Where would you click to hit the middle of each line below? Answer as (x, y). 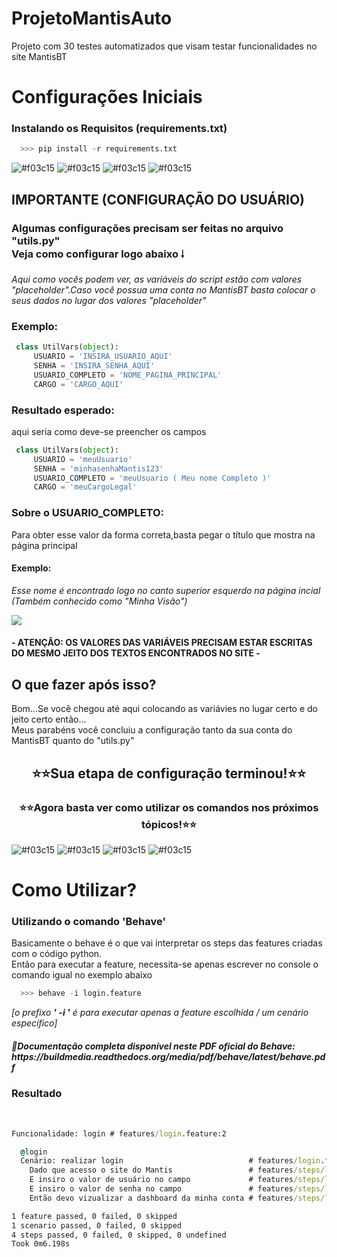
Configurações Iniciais (107, 97)
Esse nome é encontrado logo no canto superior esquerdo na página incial (166, 590)
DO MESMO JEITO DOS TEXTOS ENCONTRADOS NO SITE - (136, 653)
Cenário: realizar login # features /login (170, 1161)
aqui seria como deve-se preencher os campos (109, 431)
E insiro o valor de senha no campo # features (161, 1189)
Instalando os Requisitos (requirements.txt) (119, 129)
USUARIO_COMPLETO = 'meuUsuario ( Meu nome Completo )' (152, 478)
